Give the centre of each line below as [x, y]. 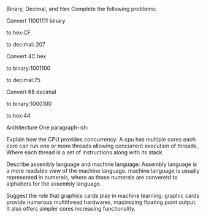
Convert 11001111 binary [36, 21]
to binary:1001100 [29, 68]
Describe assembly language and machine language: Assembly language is [102, 164]
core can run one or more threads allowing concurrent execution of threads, [102, 146]
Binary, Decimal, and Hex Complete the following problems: [82, 9]
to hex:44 [18, 115]
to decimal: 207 [26, 44]
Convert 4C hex [26, 56]
